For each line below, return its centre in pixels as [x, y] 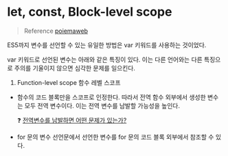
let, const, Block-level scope [90, 12]
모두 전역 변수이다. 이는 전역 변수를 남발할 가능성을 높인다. [102, 105]
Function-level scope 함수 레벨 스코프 [69, 82]
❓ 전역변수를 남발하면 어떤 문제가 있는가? [72, 120]
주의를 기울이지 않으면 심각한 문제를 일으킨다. [75, 68]
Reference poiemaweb [56, 31]
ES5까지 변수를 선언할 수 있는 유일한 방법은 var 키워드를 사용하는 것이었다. [107, 44]
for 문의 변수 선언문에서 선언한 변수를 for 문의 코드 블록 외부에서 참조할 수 [115, 137]
